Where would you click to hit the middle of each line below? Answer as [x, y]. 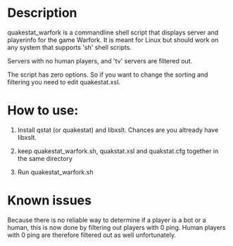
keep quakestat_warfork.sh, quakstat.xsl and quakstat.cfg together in [118, 151]
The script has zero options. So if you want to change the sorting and [108, 75]
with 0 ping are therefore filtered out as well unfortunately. [92, 235]
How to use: [43, 111]
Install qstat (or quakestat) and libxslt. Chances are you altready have [118, 130]
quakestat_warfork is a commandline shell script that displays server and [113, 32]
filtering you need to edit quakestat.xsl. [64, 82]
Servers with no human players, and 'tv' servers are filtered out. [100, 60]
